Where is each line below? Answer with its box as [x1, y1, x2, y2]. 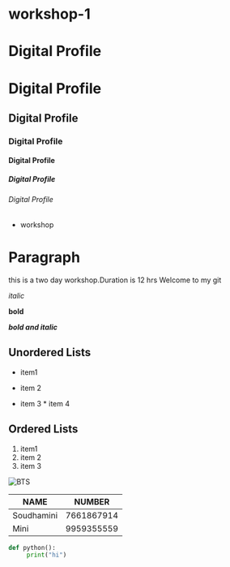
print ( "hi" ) [26, 551, 67, 560]
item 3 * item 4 [19, 398, 70, 408]
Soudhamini [12, 509, 58, 521]
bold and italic [8, 322, 58, 332]
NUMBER [74, 496, 110, 507]
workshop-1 [8, 5, 91, 24]
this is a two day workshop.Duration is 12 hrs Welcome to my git [8, 275, 222, 285]
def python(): [8, 543, 57, 552]
